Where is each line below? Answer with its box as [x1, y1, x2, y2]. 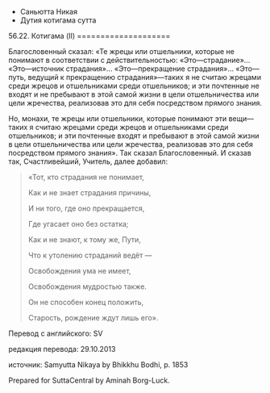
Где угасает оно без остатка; [27, 219, 129, 228]
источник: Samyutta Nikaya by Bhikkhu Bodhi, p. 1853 [8, 360, 189, 370]
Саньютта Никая [19, 7, 78, 16]
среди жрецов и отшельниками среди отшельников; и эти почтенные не [8, 81, 260, 90]
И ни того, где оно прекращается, [27, 203, 145, 213]
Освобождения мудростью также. [27, 282, 147, 291]
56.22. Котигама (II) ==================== [8, 31, 171, 40]
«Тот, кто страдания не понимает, [27, 173, 145, 182]
